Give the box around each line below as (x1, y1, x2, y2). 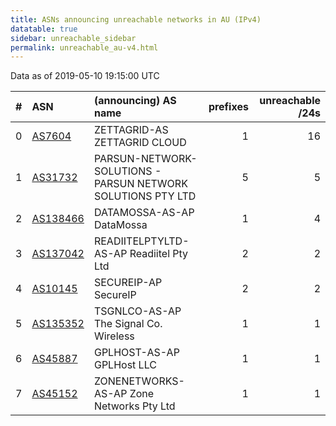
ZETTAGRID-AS (93, 123, 169, 137)
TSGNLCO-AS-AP (93, 304, 182, 318)
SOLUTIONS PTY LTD (93, 189, 197, 203)
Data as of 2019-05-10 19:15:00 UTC (10, 70, 160, 82)
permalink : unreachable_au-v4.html (10, 42, 159, 53)
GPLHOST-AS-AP (93, 346, 180, 360)
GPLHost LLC (93, 358, 157, 372)
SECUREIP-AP (93, 276, 163, 290)
